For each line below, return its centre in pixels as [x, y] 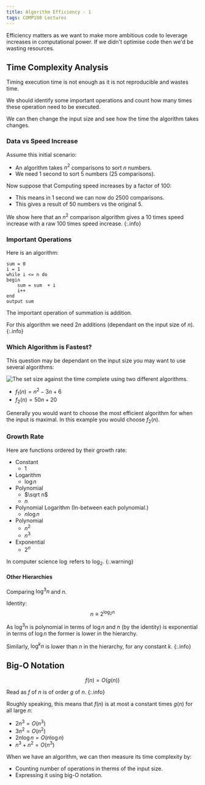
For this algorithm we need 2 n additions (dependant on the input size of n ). [100, 325]
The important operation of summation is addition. [69, 313]
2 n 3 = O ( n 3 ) [30, 723]
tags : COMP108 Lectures [37, 18]
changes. [18, 126]
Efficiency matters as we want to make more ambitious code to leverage [97, 35]
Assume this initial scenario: [41, 154]
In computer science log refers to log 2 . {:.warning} [70, 562]
